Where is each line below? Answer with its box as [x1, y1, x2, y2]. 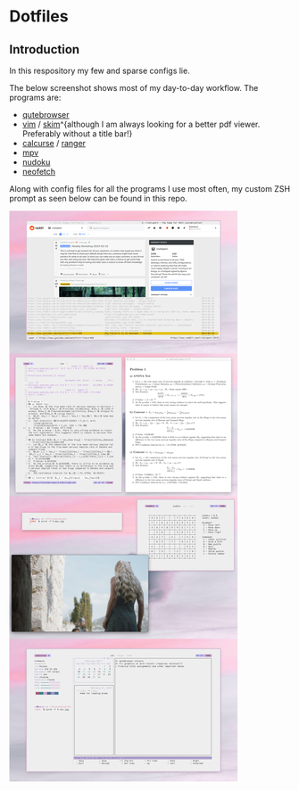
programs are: [9, 92, 62, 103]
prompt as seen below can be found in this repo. [9, 194, 187, 203]
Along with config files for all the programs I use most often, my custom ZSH [9, 184, 291, 194]
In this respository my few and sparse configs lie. [9, 65, 190, 76]
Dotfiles [9, 6, 69, 27]
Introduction [9, 42, 80, 57]
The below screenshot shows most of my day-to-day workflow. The [9, 83, 259, 93]
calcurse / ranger [21, 138, 87, 148]
